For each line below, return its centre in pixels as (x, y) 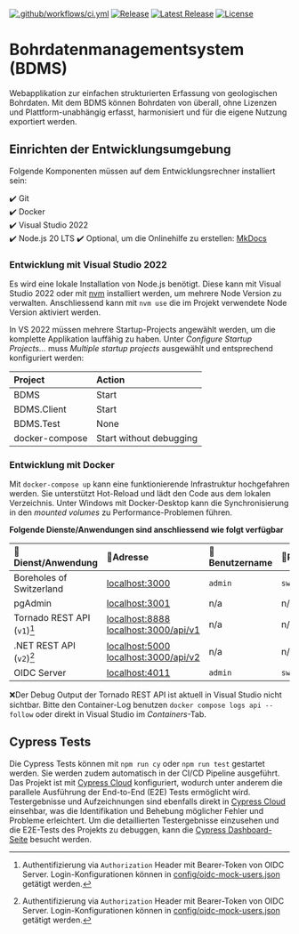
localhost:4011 (138, 673)
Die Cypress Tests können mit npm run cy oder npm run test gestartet (137, 763)
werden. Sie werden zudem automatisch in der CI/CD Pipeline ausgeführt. (145, 773)
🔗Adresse (128, 558)
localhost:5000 (138, 647)
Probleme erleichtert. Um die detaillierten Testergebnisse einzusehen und (144, 820)
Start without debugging (147, 439)
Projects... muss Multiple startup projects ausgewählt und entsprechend (141, 349)
